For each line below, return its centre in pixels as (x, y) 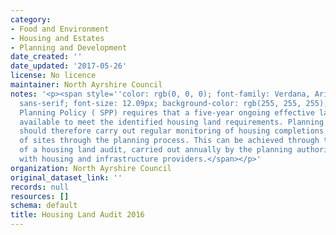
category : (31, 19)
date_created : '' (46, 57)
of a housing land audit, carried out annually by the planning (156, 150)
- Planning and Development (69, 47)
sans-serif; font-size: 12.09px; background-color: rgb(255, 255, (160, 103)
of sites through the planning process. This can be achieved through (169, 141)
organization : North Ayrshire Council (91, 168)
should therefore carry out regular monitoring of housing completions (172, 131)
